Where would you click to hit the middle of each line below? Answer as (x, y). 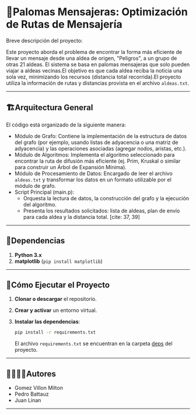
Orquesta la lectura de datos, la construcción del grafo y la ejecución (106, 198)
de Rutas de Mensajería (64, 24)
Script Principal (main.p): (44, 192)
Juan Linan (28, 400)
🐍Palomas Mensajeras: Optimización (97, 12)
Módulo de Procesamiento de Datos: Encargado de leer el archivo (94, 173)
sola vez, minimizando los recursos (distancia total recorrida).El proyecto (94, 77)
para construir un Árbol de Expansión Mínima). (71, 167)
